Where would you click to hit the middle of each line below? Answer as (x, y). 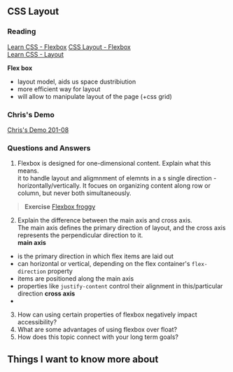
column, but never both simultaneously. (74, 193)
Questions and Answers (49, 148)
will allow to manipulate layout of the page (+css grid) (95, 96)
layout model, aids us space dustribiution (77, 81)
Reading (22, 32)
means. (28, 171)
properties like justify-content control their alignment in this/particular (120, 286)
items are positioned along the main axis (76, 279)
